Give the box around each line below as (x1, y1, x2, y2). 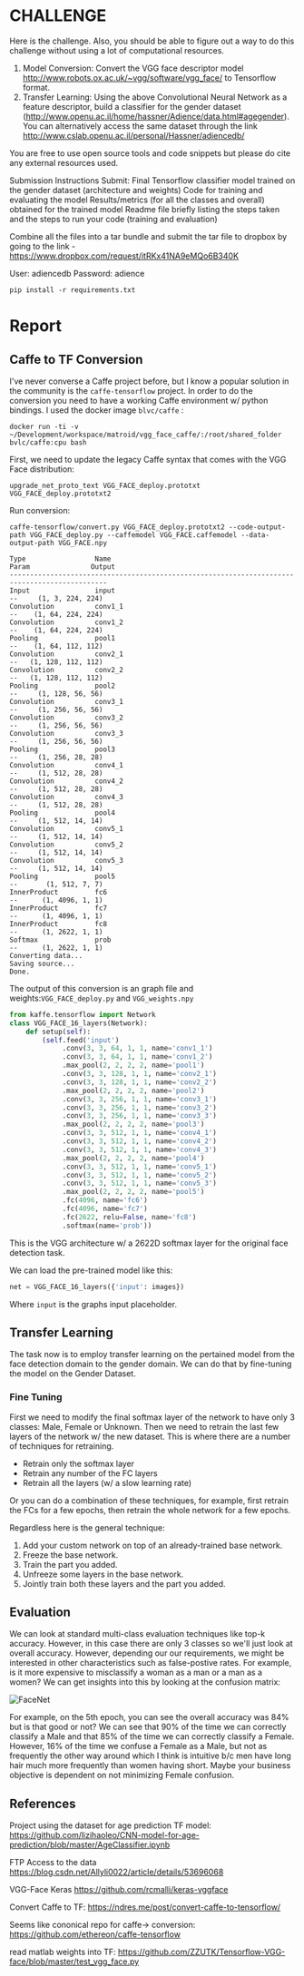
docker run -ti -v (9, 422, 79, 431)
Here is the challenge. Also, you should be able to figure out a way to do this (9, 35, 295, 46)
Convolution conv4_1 (9, 760, 124, 769)
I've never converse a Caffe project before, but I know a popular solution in (9, 376, 289, 386)
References (9, 1795, 76, 1811)
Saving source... (9, 959, 75, 968)
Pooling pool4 (9, 808, 116, 817)
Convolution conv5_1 (9, 824, 124, 833)
